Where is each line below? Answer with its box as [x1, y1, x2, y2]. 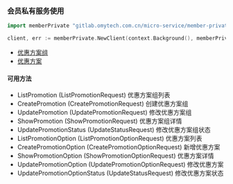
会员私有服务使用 [7, 6, 64, 15]
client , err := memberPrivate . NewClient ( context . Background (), [7, 35, 194, 42]
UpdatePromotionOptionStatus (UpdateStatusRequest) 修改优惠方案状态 [17, 169, 224, 178]
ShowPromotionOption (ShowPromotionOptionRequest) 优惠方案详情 [17, 151, 214, 160]
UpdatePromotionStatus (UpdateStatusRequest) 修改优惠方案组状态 [17, 126, 212, 134]
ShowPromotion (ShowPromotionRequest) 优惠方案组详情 [17, 117, 182, 126]
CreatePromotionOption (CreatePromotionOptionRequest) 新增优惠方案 [17, 143, 221, 151]
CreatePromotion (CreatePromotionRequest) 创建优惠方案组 [17, 99, 189, 108]
